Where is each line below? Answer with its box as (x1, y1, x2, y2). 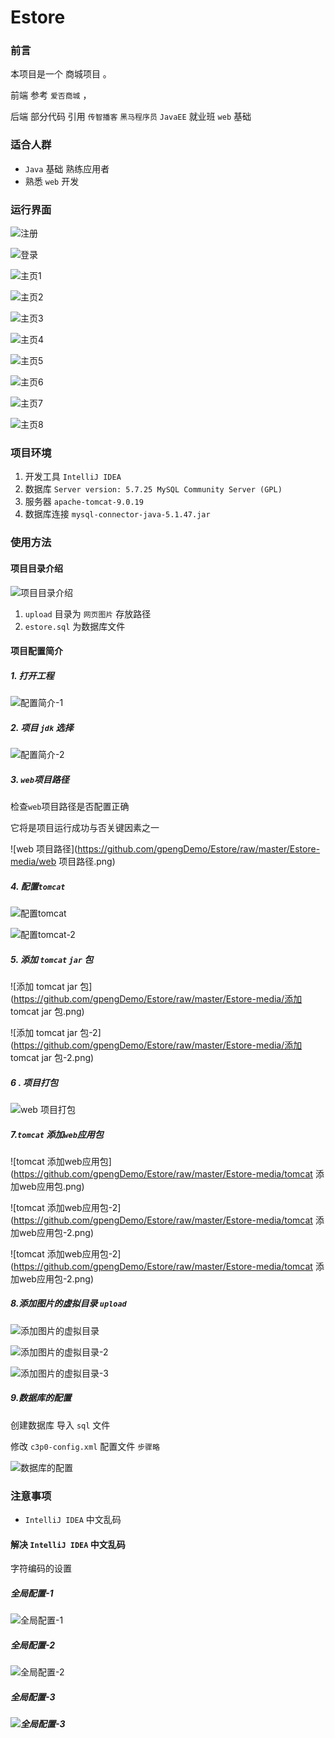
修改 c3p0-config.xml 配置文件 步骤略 (10, 1440, 160, 1452)
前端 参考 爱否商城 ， (10, 89, 92, 101)
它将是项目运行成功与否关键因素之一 (10, 822, 160, 833)
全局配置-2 (10, 1639, 56, 1651)
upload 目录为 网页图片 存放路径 (24, 607, 152, 620)
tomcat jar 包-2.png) (10, 1051, 95, 1063)
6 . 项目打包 (10, 1076, 58, 1088)
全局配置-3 (10, 1691, 56, 1703)
